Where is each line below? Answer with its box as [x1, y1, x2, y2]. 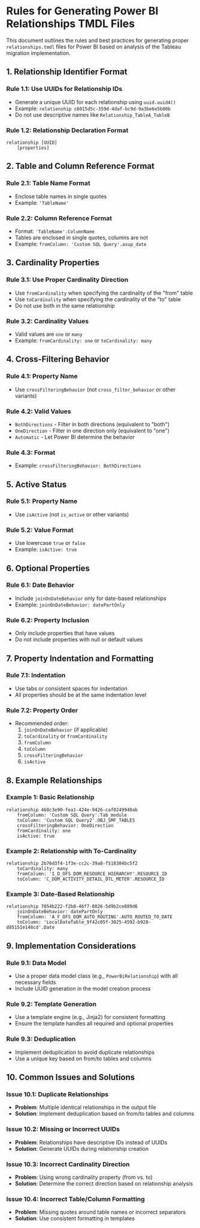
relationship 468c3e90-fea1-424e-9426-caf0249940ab [6, 806, 138, 812]
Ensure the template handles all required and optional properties [14, 1020, 174, 1027]
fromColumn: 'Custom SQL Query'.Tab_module [17, 812, 128, 818]
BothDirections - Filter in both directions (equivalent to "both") [14, 420, 170, 427]
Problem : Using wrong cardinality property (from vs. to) [14, 1174, 153, 1181]
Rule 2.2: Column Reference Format [6, 214, 113, 222]
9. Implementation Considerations [6, 941, 137, 951]
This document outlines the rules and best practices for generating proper [6, 37, 189, 44]
